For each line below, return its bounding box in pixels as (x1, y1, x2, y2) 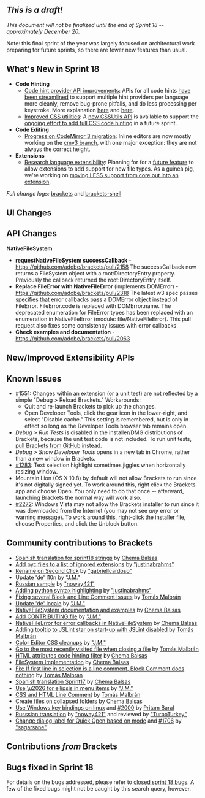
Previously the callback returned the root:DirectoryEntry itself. (15, 276, 171, 283)
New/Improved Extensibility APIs (6, 353, 135, 363)
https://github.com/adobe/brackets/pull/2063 (15, 334, 130, 342)
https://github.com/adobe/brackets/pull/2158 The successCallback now (15, 263, 197, 270)
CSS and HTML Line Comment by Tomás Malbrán (15, 691, 141, 698)
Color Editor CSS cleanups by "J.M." (15, 639, 106, 646)
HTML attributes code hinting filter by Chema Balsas (15, 651, 147, 659)
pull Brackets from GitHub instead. (15, 442, 102, 450)
